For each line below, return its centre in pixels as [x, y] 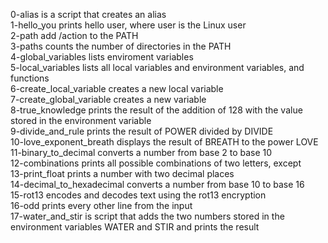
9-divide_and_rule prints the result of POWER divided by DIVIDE [142, 131]
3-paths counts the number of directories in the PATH [121, 46]
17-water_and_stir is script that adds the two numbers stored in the [147, 216]
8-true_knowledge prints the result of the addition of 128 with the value [156, 110]
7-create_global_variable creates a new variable [108, 99]
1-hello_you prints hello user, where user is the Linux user [128, 25]
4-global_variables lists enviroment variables [102, 57]
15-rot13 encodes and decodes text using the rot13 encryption [138, 195]
